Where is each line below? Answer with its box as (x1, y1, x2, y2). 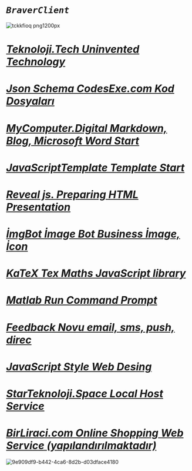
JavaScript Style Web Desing (6, 360, 152, 373)
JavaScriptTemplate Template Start (6, 161, 185, 174)
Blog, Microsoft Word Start (6, 134, 140, 147)
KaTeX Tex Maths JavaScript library (6, 267, 186, 280)
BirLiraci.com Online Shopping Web (6, 426, 184, 440)
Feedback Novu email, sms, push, (6, 320, 175, 334)
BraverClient (6, 5, 69, 16)
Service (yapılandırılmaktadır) (6, 439, 157, 452)
